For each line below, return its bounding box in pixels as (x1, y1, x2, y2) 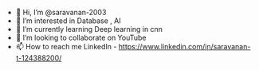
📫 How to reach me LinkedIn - (15, 42, 117, 51)
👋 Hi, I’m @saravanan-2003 (15, 8, 107, 17)
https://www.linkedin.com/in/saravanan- (118, 42, 251, 51)
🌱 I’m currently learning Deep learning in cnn (15, 25, 163, 33)
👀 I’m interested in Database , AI (15, 16, 121, 25)
